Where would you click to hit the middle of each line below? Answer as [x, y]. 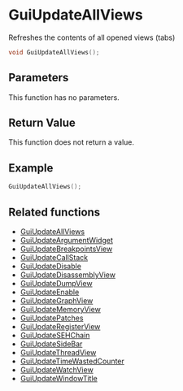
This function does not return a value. [72, 142]
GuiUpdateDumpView [56, 283]
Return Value [42, 123]
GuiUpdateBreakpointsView [66, 249]
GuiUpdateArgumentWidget [67, 240]
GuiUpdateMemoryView [61, 309]
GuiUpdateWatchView [57, 369]
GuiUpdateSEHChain [55, 335]
